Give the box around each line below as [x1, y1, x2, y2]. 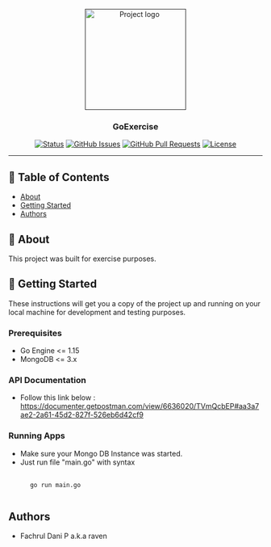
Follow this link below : [19, 393, 96, 402]
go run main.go [29, 481, 81, 489]
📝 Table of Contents [8, 170, 110, 184]
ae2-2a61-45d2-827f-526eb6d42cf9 [19, 410, 144, 420]
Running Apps [8, 430, 66, 441]
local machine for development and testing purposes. [8, 307, 186, 317]
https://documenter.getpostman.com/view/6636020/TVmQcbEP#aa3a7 [19, 402, 260, 411]
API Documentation [8, 374, 87, 385]
